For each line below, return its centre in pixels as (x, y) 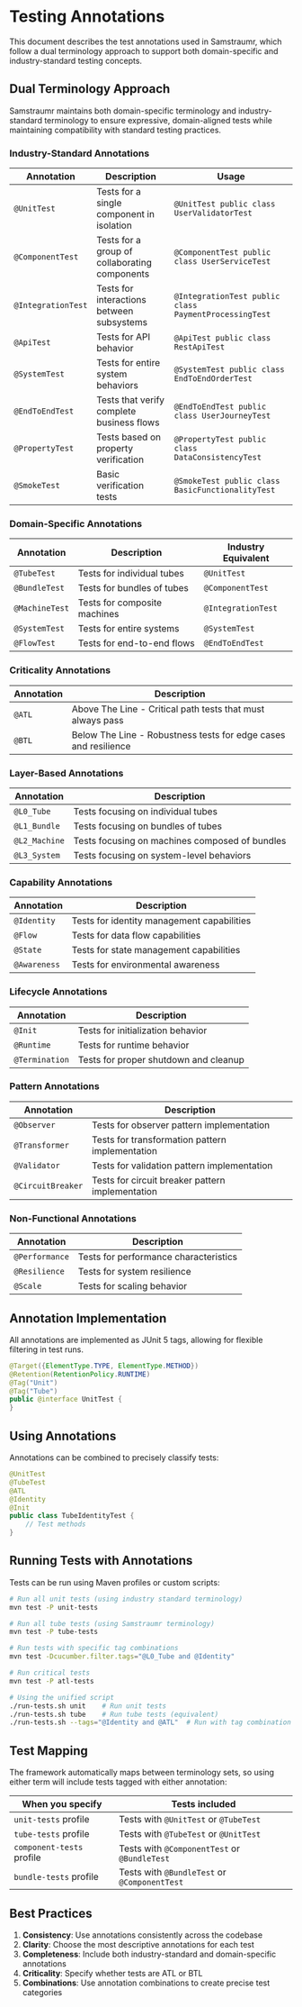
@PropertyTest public (220, 440)
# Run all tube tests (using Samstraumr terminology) (112, 1623)
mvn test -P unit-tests (54, 1607)
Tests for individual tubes (131, 574)
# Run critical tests (50, 1673)
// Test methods (56, 1524)
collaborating (124, 263)
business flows (128, 422)
